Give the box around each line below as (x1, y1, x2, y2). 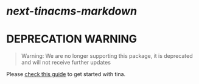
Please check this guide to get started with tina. (6, 71, 126, 78)
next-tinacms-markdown (6, 4, 138, 18)
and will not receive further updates (21, 59, 111, 66)
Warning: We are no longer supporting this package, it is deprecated (21, 52, 193, 60)
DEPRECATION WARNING (6, 32, 138, 46)
